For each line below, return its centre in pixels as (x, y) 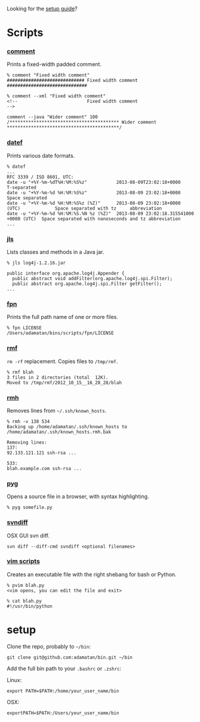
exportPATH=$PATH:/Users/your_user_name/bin (63, 713)
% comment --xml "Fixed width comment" (56, 96)
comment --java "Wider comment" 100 (52, 117)
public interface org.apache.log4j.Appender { (66, 274)
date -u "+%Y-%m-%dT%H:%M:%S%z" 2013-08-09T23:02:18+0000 (94, 182)
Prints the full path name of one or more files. (63, 317)
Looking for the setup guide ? (42, 9)
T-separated (21, 188)
